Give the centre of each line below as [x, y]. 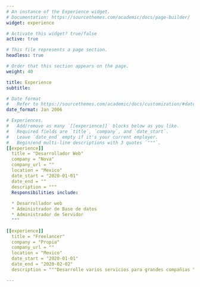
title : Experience [29, 82]
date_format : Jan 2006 [34, 110]
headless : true [25, 55]
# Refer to [22, 104]
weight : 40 [20, 71]
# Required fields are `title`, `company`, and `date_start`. [87, 132]
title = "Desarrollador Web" [48, 154]
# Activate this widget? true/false [51, 33]
